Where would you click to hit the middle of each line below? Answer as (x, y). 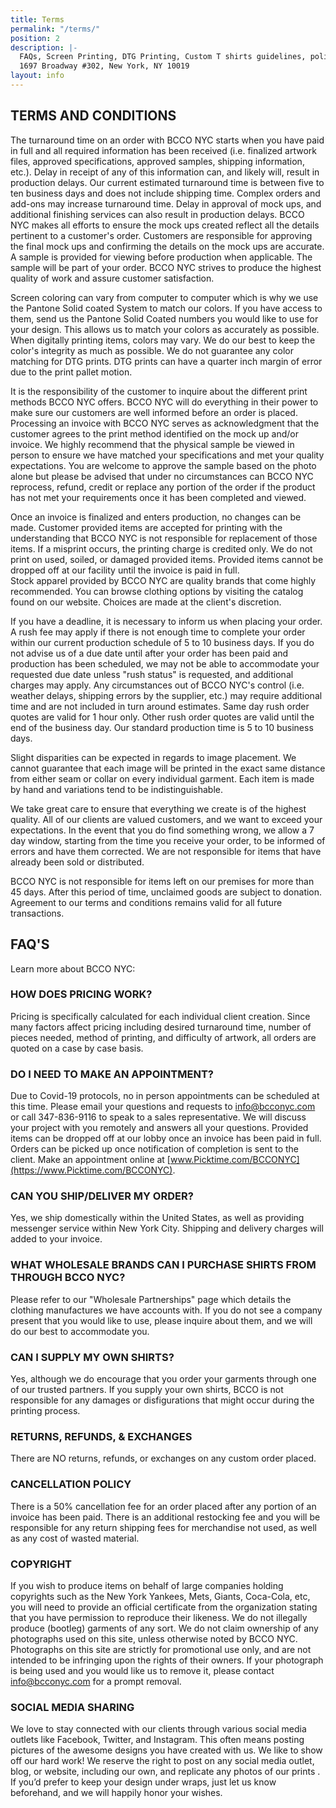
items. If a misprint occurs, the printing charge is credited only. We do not (161, 548)
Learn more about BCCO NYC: (73, 968)
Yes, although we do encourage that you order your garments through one (163, 1378)
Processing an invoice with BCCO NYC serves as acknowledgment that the (165, 423)
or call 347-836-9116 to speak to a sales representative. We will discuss (158, 1117)
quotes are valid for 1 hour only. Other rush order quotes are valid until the (162, 717)
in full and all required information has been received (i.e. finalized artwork (164, 150)
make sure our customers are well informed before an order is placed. (154, 412)
